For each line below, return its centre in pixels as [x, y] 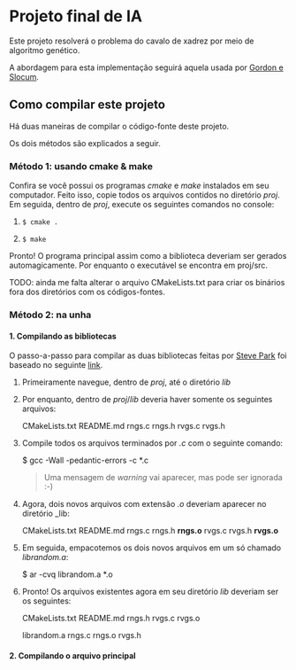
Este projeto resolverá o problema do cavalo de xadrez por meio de [132, 41]
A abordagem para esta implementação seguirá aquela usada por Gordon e [147, 67]
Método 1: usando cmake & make [81, 166]
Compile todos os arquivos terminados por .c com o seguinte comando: [152, 443]
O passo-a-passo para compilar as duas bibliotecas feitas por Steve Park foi [148, 355]
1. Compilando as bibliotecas [63, 336]
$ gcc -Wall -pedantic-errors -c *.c [85, 460]
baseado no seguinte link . [56, 365]
